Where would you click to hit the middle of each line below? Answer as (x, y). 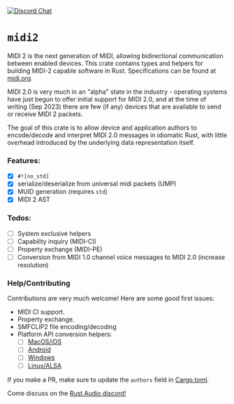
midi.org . (20, 78)
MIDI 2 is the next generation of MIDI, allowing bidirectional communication (115, 55)
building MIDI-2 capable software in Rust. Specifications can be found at (112, 71)
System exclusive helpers (54, 233)
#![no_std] (33, 176)
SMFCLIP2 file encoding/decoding (67, 327)
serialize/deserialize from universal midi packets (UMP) (97, 184)
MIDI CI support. (41, 312)
